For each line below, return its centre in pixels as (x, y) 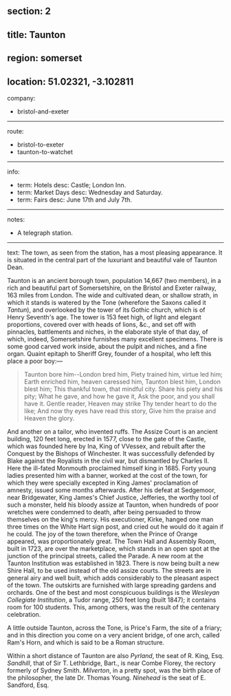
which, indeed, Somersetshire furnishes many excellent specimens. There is (115, 339)
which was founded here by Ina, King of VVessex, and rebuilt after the (106, 446)
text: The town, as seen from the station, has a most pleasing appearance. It (115, 252)
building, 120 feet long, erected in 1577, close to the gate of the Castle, (107, 439)
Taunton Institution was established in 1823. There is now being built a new (113, 563)
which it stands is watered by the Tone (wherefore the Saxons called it (107, 302)
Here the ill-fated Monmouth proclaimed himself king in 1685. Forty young (112, 468)
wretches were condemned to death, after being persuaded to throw (104, 512)
